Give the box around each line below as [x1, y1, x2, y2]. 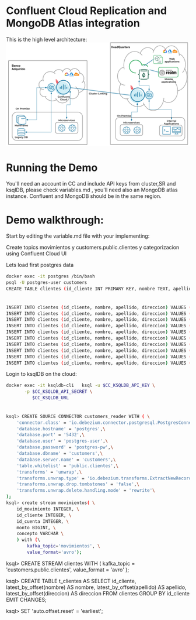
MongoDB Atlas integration [6, 16, 140, 30]
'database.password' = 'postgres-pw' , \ [16, 444, 114, 450]
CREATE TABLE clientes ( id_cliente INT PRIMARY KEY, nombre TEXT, [6, 286, 171, 292]
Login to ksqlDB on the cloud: [6, 371, 77, 378]
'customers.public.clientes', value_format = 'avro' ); [6, 566, 129, 573]
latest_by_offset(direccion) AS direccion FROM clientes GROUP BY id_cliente [6, 590, 190, 597]
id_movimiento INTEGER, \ [16, 506, 80, 512]
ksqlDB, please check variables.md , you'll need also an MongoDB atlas [6, 186, 178, 194]
